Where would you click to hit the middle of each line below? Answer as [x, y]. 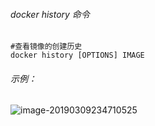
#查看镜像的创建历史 [46, 47]
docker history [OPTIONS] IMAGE [77, 55]
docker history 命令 [50, 14]
